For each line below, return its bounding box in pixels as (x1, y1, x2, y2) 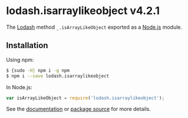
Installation (6, 41, 48, 50)
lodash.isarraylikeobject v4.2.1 (6, 4, 160, 18)
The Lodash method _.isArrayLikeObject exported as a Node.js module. (6, 23, 183, 31)
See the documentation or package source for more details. (6, 106, 151, 113)
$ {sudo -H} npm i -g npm (6, 68, 70, 73)
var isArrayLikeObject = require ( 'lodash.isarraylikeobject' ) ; (6, 95, 165, 101)
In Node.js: (6, 83, 32, 90)
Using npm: (6, 56, 34, 63)
